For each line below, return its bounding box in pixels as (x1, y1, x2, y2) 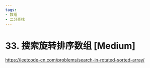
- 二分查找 (5, 17, 25, 22)
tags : (5, 7, 17, 13)
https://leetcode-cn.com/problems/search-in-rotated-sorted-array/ (5, 57, 145, 63)
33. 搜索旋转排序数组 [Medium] (5, 40, 136, 51)
